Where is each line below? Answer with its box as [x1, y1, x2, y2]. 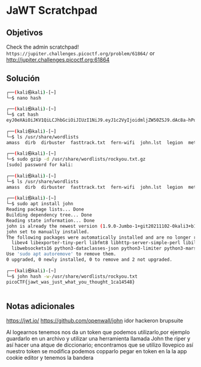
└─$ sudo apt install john [6, 201, 74, 207]
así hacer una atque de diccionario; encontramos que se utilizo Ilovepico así [6, 341, 193, 348]
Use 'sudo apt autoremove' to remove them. [6, 251, 117, 257]
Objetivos [6, 28, 43, 38]
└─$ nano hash [6, 95, 42, 101]
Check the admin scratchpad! [6, 43, 79, 50]
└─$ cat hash [6, 112, 39, 118]
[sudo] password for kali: [6, 162, 74, 168]
